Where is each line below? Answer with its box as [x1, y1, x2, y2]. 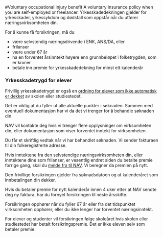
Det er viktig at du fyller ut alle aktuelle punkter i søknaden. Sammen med [5, 103, 153, 109]
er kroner [12, 60, 31, 65]
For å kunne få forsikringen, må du [5, 29, 75, 35]
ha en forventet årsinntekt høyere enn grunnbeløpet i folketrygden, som [12, 54, 157, 60]
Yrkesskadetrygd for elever [5, 77, 72, 84]
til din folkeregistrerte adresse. [5, 142, 67, 148]
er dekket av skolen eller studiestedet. [5, 93, 82, 99]
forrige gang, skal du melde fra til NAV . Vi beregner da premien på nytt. [5, 163, 148, 168]
